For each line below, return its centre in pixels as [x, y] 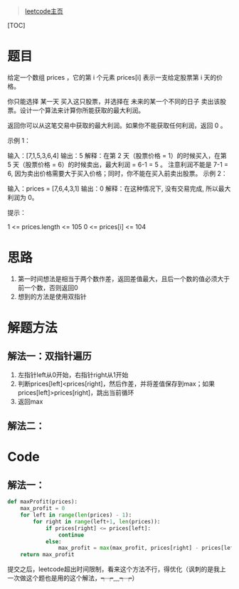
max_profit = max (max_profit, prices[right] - [128, 548]
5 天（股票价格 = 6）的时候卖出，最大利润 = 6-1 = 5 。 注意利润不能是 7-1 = [118, 164]
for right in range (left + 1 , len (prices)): [97, 521]
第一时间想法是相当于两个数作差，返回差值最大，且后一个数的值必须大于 [123, 278]
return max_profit [47, 555]
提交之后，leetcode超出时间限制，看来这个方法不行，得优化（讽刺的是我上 [117, 569]
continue [71, 535]
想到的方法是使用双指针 [52, 296]
